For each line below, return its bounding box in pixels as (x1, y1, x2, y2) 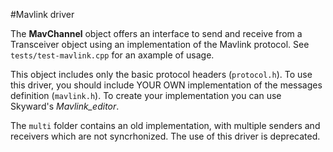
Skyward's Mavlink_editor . (10, 100, 120, 112)
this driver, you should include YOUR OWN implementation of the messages (10, 79, 323, 91)
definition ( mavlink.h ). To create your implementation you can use (10, 90, 282, 101)
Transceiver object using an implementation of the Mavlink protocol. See (10, 39, 310, 50)
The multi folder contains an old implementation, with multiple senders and (10, 120, 321, 131)
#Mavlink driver (10, 9, 75, 20)
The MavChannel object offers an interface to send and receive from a (10, 28, 303, 39)
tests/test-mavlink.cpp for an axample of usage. (10, 49, 215, 61)
